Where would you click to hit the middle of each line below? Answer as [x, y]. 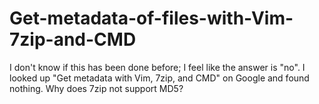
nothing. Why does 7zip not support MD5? [96, 88]
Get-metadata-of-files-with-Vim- [151, 18]
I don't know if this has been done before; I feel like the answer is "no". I [157, 67]
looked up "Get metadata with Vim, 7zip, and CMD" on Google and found [159, 78]
